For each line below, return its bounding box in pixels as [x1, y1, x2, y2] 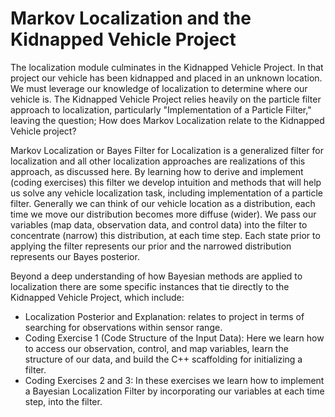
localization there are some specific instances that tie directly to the [10, 280, 290, 292]
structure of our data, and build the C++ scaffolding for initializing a [24, 353, 303, 365]
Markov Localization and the [10, 7, 252, 30]
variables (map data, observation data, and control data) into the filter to [10, 218, 308, 231]
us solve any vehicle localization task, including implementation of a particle [10, 187, 324, 199]
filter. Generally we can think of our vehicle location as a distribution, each [10, 197, 316, 209]
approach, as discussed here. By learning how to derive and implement [10, 165, 304, 177]
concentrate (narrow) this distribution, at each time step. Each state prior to [10, 229, 321, 241]
